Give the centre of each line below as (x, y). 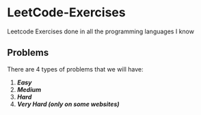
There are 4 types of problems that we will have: (75, 69)
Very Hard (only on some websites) (68, 104)
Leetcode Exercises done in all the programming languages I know (101, 31)
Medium (29, 89)
